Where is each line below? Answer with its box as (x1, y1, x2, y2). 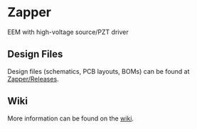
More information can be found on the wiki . (7, 114, 134, 123)
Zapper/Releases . (7, 74, 59, 83)
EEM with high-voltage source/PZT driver (7, 28, 129, 36)
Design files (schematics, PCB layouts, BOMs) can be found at (7, 67, 190, 75)
